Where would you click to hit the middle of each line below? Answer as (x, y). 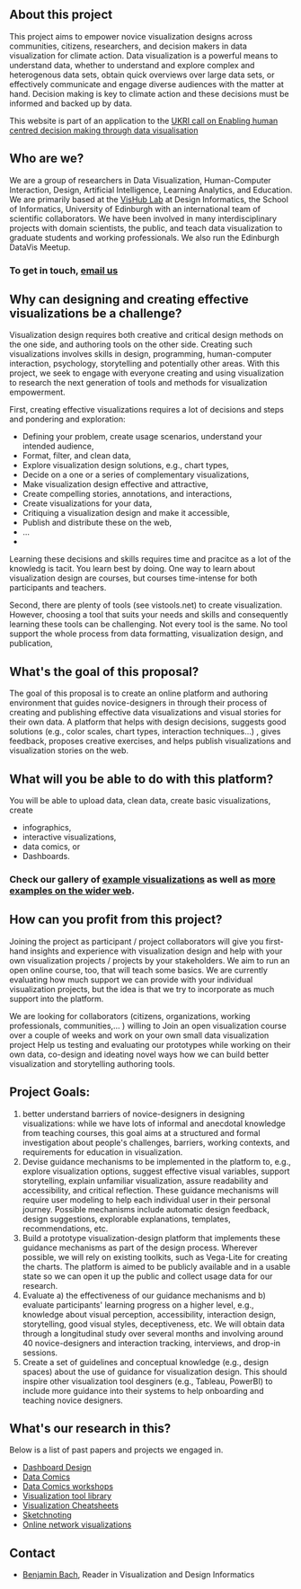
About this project (61, 15)
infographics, (47, 827)
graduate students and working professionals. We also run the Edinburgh (145, 237)
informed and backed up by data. (71, 103)
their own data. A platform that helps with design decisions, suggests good (148, 722)
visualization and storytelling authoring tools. (92, 1063)
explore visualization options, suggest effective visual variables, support (156, 1171)
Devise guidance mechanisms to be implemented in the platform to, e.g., (156, 1161)
